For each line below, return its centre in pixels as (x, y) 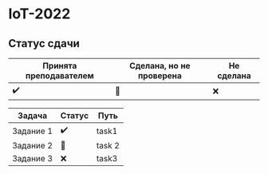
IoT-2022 (39, 14)
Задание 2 (33, 146)
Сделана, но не (160, 66)
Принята (60, 66)
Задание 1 (33, 131)
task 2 (108, 146)
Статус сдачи (44, 43)
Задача (33, 115)
